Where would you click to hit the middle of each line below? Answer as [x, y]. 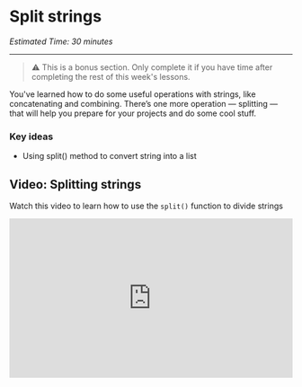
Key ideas [31, 136]
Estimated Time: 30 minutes [61, 41]
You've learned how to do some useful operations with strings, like [133, 94]
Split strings [55, 17]
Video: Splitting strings [75, 185]
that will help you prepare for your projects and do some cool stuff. [133, 113]
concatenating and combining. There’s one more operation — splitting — [144, 103]
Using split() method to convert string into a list [109, 156]
